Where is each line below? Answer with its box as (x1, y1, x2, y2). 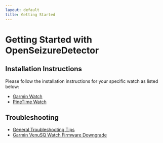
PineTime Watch (12, 99, 47, 105)
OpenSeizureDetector (5, 44, 99, 56)
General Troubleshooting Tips (12, 127, 75, 133)
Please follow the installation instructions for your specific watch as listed (5, 78, 158, 84)
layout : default (5, 7, 39, 13)
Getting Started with (5, 34, 93, 45)
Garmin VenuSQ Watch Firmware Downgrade (12, 132, 107, 138)
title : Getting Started (5, 12, 56, 17)
